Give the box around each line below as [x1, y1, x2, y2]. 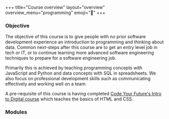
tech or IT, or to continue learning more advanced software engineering [5, 50, 154, 56]
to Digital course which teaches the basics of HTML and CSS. [5, 96, 134, 102]
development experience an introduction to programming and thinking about [5, 39, 164, 45]
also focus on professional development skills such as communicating [5, 76, 151, 82]
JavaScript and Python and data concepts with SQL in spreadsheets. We [5, 70, 156, 76]
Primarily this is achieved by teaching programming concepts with [5, 65, 143, 71]
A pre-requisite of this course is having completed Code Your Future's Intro [5, 91, 161, 97]
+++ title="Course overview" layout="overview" [5, 5, 105, 10]
